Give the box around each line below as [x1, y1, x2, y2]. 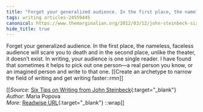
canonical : [6, 20, 34, 26]
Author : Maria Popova [6, 93, 61, 100]
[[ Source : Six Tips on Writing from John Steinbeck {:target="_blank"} [6, 86, 176, 94]
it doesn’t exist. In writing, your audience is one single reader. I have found [6, 55, 192, 62]
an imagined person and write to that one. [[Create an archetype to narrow [6, 68, 192, 76]
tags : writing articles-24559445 [6, 15, 91, 21]
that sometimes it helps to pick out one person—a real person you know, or [6, 62, 193, 69]
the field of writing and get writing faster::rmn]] [6, 74, 124, 82]
